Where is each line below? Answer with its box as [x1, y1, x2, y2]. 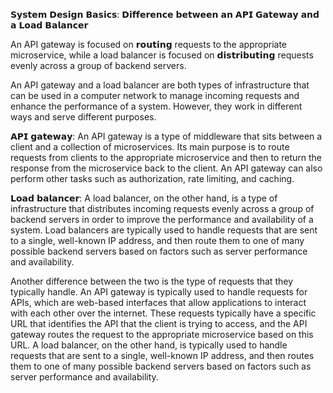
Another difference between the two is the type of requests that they [10, 275, 293, 287]
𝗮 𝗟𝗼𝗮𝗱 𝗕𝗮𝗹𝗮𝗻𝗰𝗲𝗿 [10, 19, 89, 31]
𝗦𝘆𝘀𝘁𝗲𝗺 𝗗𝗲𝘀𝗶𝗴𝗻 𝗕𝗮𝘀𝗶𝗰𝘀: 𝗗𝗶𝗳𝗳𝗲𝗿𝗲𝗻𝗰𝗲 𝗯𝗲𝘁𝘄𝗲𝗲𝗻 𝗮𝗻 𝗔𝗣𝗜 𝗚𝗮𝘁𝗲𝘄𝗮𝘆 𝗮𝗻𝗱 [10, 9, 320, 20]
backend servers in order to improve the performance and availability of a [10, 214, 314, 225]
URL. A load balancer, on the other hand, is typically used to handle [10, 339, 288, 351]
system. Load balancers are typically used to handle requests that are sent [10, 224, 318, 236]
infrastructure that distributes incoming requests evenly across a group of [10, 203, 315, 214]
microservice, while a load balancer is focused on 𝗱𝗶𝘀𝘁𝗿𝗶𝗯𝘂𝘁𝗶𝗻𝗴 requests [10, 49, 314, 61]
